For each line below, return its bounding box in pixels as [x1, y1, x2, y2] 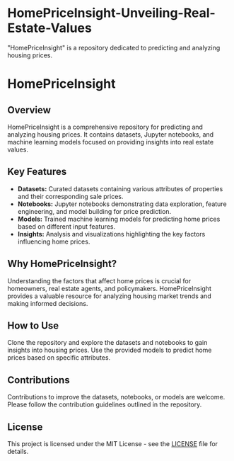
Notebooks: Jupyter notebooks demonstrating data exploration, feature [17, 200, 228, 208]
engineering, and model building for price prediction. [17, 207, 172, 215]
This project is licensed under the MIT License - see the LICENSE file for [7, 440, 218, 448]
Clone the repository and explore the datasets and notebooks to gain [7, 338, 208, 347]
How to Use [7, 319, 59, 331]
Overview [7, 104, 52, 116]
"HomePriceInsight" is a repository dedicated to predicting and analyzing [7, 43, 221, 52]
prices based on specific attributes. [7, 353, 111, 362]
